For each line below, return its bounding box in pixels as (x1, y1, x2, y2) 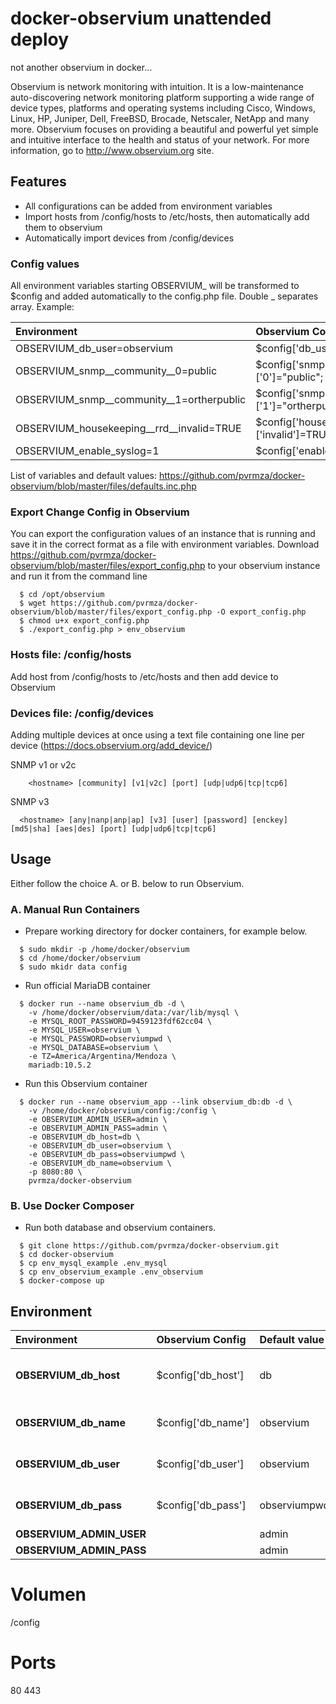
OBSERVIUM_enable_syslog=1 (15, 444, 160, 458)
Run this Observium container (24, 1078, 148, 1090)
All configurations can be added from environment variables (24, 200, 273, 212)
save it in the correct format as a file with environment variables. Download (10, 538, 320, 551)
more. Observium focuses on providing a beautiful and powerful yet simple (10, 123, 319, 135)
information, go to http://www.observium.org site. (10, 144, 215, 156)
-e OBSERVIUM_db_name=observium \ (28, 1158, 172, 1169)
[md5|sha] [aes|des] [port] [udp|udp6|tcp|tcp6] (10, 823, 217, 834)
